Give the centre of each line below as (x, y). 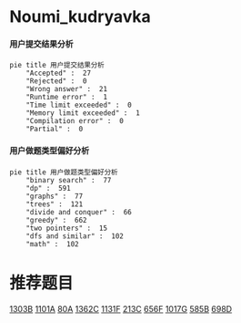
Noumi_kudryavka (80, 17)
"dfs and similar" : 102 (75, 236)
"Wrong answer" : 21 (66, 89)
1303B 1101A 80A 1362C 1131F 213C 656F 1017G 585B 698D (121, 308)
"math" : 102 (52, 244)
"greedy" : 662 (57, 220)
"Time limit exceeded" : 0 (79, 105)
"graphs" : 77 (55, 196)
